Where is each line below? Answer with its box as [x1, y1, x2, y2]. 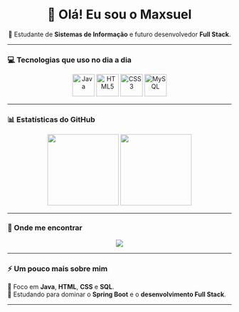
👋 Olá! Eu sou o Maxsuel [47, 6, 192, 23]
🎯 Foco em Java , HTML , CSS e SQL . [7, 283, 115, 291]
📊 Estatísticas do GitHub [7, 115, 95, 125]
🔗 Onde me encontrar [7, 223, 83, 233]
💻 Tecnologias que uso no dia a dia [7, 55, 132, 65]
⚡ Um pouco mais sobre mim [7, 264, 108, 274]
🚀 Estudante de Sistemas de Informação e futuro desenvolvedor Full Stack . [8, 30, 231, 38]
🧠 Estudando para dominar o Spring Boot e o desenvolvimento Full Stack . [7, 290, 226, 298]
